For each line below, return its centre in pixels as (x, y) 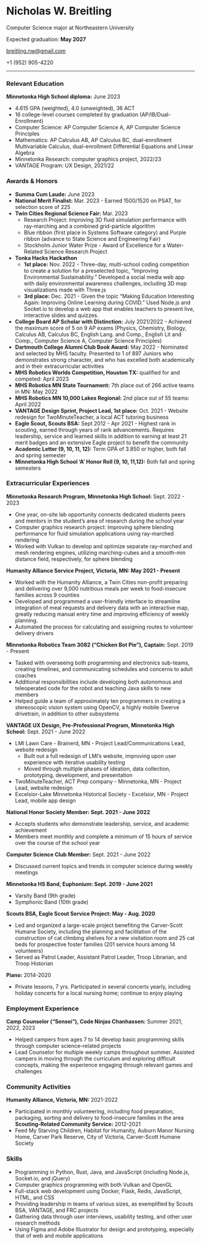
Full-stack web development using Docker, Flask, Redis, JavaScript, (98, 1191)
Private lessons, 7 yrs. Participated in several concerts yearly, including (103, 986)
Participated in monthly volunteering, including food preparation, (95, 1111)
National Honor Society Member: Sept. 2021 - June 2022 (78, 812)
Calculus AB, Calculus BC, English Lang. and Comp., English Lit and (98, 334)
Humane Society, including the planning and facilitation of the (91, 931)
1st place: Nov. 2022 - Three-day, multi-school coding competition (106, 264)
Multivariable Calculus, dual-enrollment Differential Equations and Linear (104, 146)
